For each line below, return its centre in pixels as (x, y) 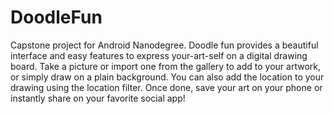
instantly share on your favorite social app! (98, 98)
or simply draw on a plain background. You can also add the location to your (167, 77)
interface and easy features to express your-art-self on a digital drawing (159, 55)
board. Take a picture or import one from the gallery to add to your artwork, (166, 66)
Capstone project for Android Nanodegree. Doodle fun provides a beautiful (164, 45)
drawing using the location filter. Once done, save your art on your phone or (166, 87)
